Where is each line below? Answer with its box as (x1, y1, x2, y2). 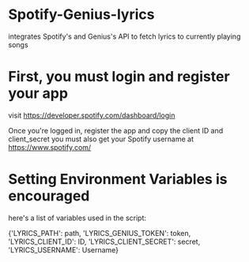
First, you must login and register (8, 68, 231, 86)
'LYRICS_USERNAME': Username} (8, 245, 119, 254)
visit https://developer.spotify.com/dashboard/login (8, 110, 175, 120)
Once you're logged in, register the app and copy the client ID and (8, 125, 224, 135)
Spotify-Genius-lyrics (8, 6, 155, 24)
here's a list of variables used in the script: (8, 213, 147, 223)
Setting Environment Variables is (8, 170, 228, 189)
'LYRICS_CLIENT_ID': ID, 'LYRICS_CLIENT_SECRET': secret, (8, 237, 201, 246)
